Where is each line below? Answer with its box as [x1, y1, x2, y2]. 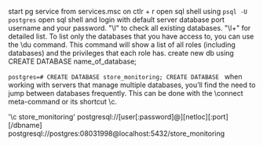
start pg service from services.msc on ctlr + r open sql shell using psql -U [8, 7, 248, 16]
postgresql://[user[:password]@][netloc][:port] [77, 112, 229, 121]
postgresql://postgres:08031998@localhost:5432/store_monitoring [8, 129, 225, 138]
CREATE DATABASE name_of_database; [8, 57, 137, 66]
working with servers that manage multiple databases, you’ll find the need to [8, 80, 256, 89]
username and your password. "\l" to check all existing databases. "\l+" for [8, 24, 251, 32]
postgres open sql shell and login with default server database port [8, 15, 225, 24]
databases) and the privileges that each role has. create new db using [8, 49, 234, 57]
